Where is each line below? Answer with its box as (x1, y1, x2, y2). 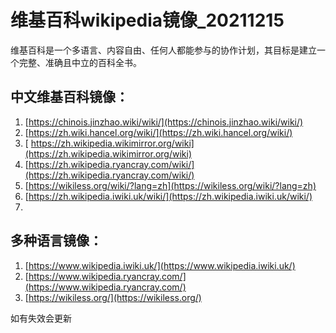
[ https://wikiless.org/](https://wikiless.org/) (24, 291, 202, 303)
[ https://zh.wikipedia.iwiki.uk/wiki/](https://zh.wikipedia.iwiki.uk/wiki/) (24, 190, 313, 202)
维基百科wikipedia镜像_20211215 (10, 9, 285, 32)
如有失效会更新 (10, 312, 72, 324)
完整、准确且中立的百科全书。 (18, 56, 142, 68)
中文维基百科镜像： (10, 89, 129, 106)
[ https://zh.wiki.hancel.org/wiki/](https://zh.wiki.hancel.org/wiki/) (24, 126, 293, 138)
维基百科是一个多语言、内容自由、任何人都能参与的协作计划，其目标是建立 (10, 44, 317, 56)
